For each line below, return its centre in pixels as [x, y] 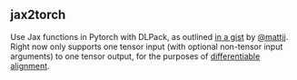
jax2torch [38, 15]
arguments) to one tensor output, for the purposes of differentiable [135, 56]
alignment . [30, 65]
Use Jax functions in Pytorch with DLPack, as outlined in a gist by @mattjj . [149, 36]
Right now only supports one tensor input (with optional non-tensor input [147, 46]
